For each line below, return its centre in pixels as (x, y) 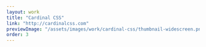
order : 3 (17, 35)
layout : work (23, 12)
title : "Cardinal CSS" (35, 18)
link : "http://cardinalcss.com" (48, 23)
